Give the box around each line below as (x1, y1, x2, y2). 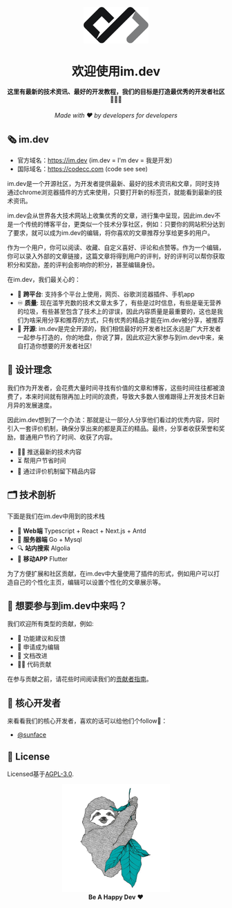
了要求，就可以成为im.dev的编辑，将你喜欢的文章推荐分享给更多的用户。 (7, 228, 214, 237)
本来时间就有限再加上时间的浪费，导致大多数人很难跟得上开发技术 (25, 392, 213, 400)
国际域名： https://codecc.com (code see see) (17, 164, 148, 173)
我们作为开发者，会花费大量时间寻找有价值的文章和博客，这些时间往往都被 (7, 384, 219, 392)
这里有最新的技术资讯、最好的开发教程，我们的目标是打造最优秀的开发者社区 (7, 88, 225, 96)
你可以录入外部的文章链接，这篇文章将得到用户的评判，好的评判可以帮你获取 (7, 252, 225, 260)
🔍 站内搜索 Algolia (17, 544, 70, 552)
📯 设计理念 (7, 364, 52, 376)
